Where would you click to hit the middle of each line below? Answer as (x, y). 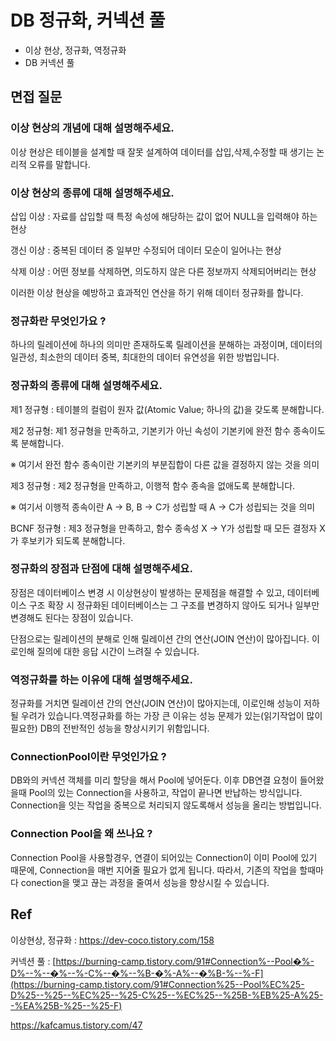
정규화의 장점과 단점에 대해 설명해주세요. (101, 569)
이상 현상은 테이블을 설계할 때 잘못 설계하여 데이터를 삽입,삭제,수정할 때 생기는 (162, 152)
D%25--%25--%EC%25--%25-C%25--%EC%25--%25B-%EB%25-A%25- (167, 995)
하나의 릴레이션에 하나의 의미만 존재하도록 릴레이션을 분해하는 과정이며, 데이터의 (166, 345)
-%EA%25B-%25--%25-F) (66, 1005)
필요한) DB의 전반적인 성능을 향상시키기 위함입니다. (110, 728)
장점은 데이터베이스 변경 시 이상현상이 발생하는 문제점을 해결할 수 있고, (147, 592)
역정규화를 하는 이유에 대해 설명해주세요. (101, 679)
